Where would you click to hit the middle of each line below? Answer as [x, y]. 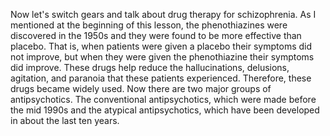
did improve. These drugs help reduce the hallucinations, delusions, [150, 67]
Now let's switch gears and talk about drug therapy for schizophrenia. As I [163, 14]
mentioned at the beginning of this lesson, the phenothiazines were [149, 25]
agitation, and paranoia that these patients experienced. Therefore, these [161, 78]
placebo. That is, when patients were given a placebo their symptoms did [161, 46]
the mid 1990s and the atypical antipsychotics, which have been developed [165, 110]
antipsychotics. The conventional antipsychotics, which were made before [163, 99]
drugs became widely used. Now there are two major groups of [141, 88]
